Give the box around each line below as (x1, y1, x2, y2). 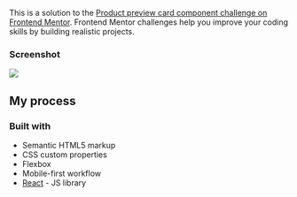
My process (9, 93, 76, 109)
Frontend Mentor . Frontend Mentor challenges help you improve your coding (9, 17, 289, 27)
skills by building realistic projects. (9, 27, 135, 36)
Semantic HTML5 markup (21, 140, 116, 150)
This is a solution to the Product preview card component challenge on (9, 8, 268, 18)
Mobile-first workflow (21, 168, 102, 178)
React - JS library (21, 177, 87, 188)
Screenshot (9, 48, 60, 60)
